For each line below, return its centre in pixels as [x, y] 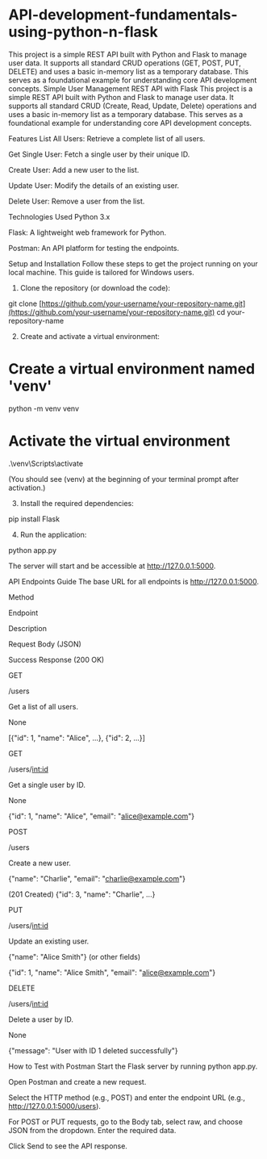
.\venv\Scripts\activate [46, 463]
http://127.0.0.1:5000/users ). [54, 1106]
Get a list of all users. [44, 706]
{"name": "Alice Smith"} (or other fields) [75, 956]
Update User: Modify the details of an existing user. [94, 185]
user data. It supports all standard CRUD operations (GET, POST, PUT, [125, 63]
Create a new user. [40, 863]
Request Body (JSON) [45, 644]
